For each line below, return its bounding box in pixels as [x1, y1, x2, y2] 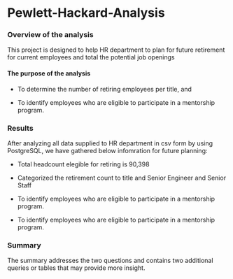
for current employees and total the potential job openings [7, 53, 175, 62]
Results [7, 123, 34, 133]
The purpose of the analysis [7, 69, 91, 78]
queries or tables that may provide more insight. [7, 264, 146, 272]
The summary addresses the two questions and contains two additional [7, 257, 213, 265]
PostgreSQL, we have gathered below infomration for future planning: [7, 146, 208, 155]
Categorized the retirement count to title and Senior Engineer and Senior [17, 173, 226, 182]
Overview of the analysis [7, 30, 94, 40]
